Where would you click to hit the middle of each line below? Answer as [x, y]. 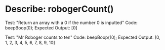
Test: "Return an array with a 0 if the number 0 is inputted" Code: [71, 23]
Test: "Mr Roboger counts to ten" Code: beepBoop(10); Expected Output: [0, [83, 37]
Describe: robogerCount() [60, 9]
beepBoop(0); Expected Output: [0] [41, 27]
